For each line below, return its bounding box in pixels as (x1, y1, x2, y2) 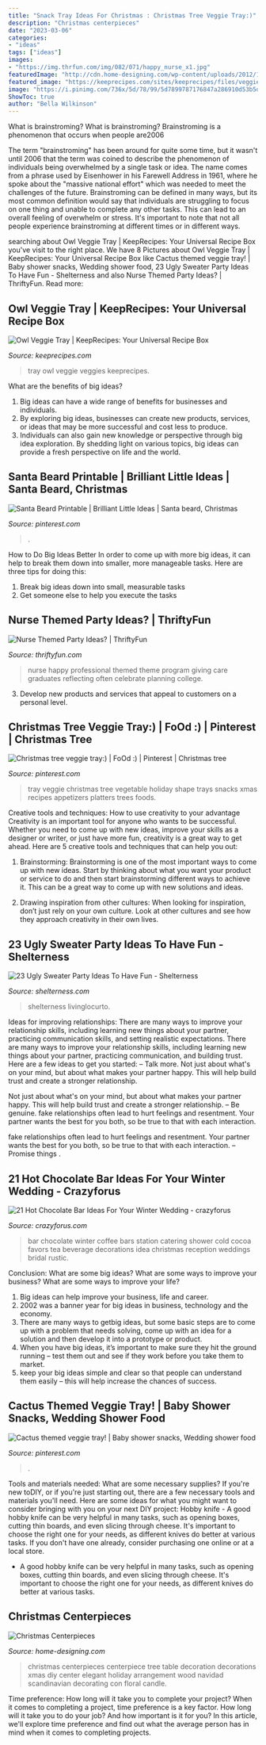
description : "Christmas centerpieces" (8, 19, 140, 27)
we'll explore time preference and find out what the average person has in (8, 1719, 249, 1728)
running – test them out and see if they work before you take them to (19, 1351, 244, 1360)
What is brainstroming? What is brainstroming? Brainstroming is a (8, 122, 222, 132)
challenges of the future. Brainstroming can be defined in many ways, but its (8, 188, 257, 197)
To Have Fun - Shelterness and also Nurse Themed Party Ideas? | (8, 270, 222, 280)
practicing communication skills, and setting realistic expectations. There (8, 1034, 247, 1043)
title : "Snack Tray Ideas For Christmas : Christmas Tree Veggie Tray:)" (8, 11, 257, 20)
